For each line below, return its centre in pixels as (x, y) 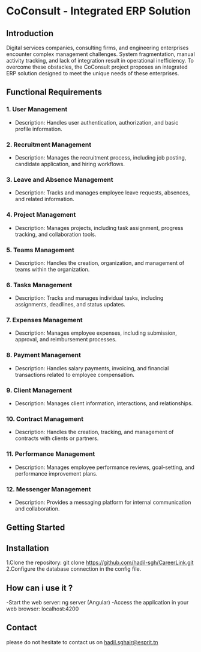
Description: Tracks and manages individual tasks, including (89, 298)
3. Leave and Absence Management (60, 179)
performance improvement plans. (56, 473)
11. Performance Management (51, 454)
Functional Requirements (54, 92)
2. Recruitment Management (49, 144)
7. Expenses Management (44, 320)
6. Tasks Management (39, 285)
